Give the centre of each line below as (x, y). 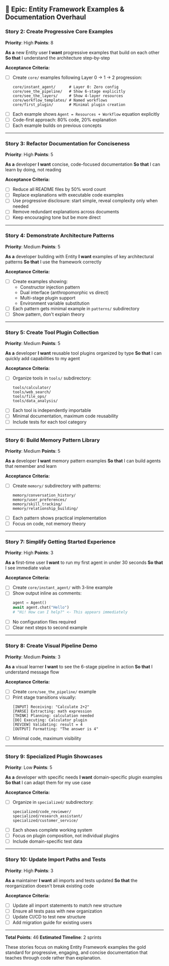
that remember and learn (31, 466)
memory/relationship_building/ (45, 508)
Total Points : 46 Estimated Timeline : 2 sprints (53, 937)
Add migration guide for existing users (52, 922)
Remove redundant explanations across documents (66, 212)
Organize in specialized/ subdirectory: (53, 802)
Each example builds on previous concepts (57, 125)
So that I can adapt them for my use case (48, 783)
